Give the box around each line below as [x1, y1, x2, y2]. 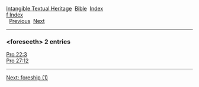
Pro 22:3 [6, 51, 28, 58]
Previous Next [8, 18, 45, 24]
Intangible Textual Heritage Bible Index [6, 5, 104, 12]
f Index [6, 11, 24, 18]
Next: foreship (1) [6, 74, 49, 81]
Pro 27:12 [6, 57, 29, 64]
